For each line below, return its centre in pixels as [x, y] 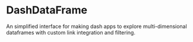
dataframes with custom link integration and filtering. [71, 32]
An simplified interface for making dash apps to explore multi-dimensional [96, 26]
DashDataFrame [47, 10]
